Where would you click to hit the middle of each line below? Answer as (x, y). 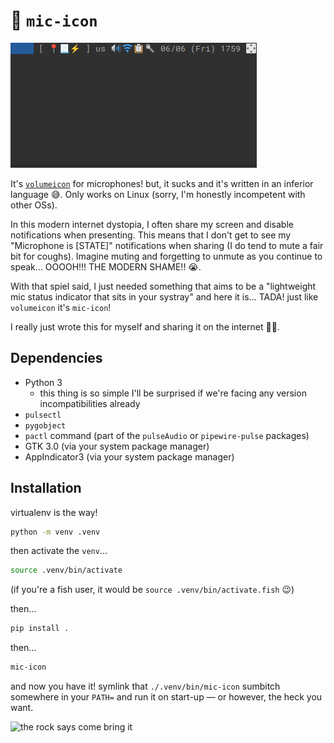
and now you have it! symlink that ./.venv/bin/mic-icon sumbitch (145, 686)
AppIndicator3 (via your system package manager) (129, 456)
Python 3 (43, 382)
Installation (46, 488)
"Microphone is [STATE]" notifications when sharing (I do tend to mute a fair (167, 245)
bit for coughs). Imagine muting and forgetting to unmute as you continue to (166, 256)
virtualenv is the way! (54, 512)
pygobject (45, 425)
